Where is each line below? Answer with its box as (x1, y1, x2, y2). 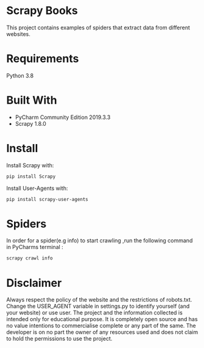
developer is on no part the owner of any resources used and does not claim (6, 328, 199, 336)
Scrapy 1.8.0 (15, 120, 47, 127)
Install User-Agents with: (6, 184, 68, 192)
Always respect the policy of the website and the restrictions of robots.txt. (6, 296, 192, 303)
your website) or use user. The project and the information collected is (6, 309, 183, 316)
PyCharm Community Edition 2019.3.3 (15, 114, 111, 121)
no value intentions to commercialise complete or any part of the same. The (6, 322, 196, 330)
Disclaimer (6, 276, 62, 290)
